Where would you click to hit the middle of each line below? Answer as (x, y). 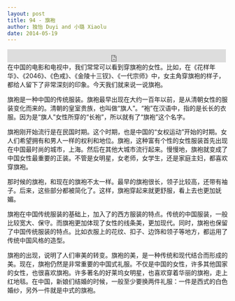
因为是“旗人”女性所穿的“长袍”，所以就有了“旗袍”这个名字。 (104, 117)
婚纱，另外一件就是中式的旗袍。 (53, 290)
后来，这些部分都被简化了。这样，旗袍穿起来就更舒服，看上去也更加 (117, 190)
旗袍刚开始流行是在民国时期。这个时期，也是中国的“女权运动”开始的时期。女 (117, 132)
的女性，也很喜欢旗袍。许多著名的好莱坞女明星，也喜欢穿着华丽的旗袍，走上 (117, 273)
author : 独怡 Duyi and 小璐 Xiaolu (57, 27)
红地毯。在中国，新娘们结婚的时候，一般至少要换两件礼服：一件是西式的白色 (117, 281)
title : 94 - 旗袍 (31, 20)
